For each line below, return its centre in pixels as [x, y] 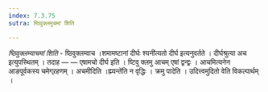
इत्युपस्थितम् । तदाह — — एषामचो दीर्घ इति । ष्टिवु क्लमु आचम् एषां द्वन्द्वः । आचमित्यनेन [120, 62]
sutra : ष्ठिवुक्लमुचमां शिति [41, 23]
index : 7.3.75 [32, 16]
